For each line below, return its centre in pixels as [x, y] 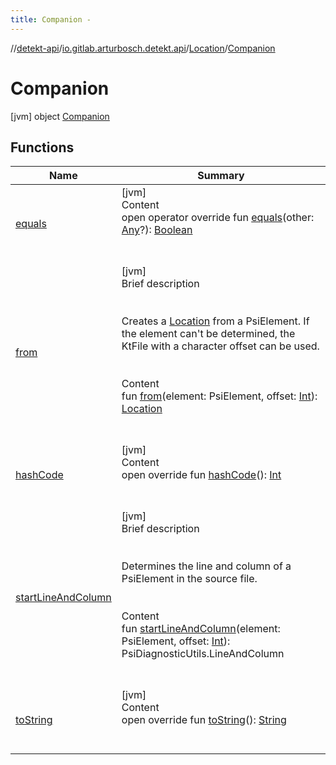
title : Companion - [51, 19]
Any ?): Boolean [157, 230]
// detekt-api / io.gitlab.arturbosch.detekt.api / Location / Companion [143, 48]
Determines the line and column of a [206, 566]
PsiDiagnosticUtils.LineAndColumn [203, 654]
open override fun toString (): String [204, 720]
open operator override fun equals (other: [218, 218]
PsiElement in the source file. [189, 579]
